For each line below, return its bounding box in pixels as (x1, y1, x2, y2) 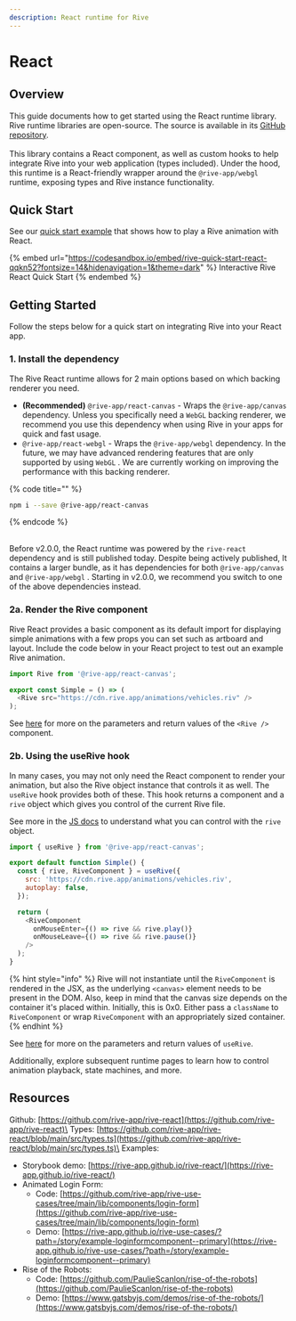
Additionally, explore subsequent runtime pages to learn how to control (9, 1055, 269, 1065)
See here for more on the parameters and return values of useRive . (9, 1038, 253, 1048)
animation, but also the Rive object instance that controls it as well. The (9, 779, 269, 790)
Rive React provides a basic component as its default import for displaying (9, 624, 282, 634)
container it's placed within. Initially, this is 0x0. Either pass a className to (9, 1001, 279, 1012)
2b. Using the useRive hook (9, 750, 131, 762)
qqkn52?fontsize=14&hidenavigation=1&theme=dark (9, 262, 201, 273)
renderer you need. (9, 382, 80, 393)
